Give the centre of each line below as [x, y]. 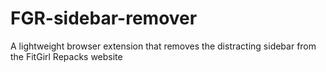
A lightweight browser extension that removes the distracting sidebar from [163, 46]
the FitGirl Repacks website [66, 56]
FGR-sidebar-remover [104, 18]
